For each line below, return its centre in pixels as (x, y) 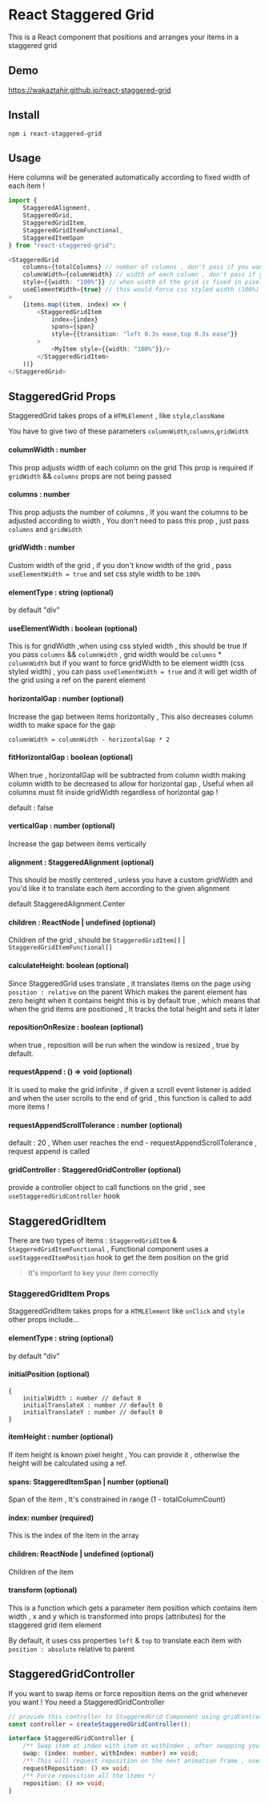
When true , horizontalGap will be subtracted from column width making (127, 775)
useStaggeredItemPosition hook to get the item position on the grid (118, 1258)
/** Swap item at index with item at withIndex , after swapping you (141, 1746)
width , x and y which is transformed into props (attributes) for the (117, 1616)
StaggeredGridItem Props (59, 1294)
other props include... (44, 1320)
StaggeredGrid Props (62, 396)
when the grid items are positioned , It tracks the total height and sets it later (134, 1009)
